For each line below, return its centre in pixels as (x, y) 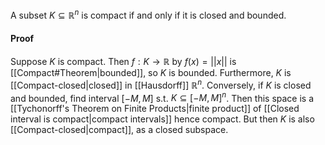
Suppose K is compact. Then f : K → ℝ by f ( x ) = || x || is (123, 61)
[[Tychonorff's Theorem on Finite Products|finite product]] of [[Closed (155, 109)
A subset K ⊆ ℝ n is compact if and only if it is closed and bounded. (148, 14)
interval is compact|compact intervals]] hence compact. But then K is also (162, 119)
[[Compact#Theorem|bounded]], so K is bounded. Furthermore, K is (151, 72)
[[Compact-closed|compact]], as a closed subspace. (119, 130)
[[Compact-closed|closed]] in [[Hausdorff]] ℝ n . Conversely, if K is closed (161, 84)
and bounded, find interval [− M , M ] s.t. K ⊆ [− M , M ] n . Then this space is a (162, 97)
